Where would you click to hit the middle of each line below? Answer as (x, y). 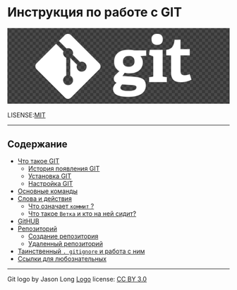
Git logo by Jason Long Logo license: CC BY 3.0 (77, 279)
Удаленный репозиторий (66, 244)
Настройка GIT (50, 184)
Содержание (38, 144)
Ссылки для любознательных (62, 259)
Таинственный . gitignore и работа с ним (81, 251)
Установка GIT (50, 176)
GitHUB (29, 221)
